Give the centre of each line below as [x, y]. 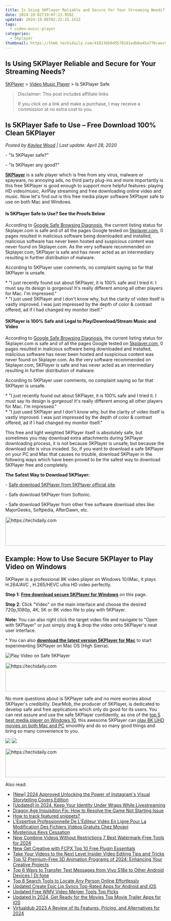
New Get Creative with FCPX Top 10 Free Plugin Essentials [74, 848]
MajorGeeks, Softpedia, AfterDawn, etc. [47, 510]
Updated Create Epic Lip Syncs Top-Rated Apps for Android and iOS [84, 886]
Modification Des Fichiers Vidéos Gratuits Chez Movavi [70, 827]
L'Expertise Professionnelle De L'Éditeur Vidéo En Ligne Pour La [79, 821]
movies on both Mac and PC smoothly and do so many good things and [80, 725]
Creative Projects [31, 864]
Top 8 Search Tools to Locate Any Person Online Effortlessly [76, 881]
